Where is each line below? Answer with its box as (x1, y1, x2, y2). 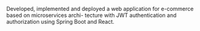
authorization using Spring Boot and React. (6, 18, 115, 25)
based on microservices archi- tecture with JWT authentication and (6, 12, 177, 19)
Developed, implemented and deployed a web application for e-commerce (6, 5, 194, 12)
